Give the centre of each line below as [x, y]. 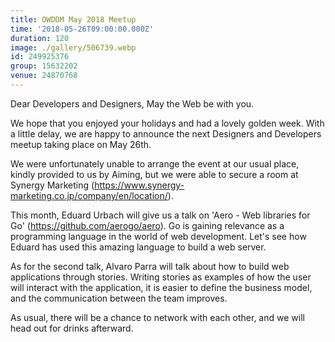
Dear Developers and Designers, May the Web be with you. [132, 103]
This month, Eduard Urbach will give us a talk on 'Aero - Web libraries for [160, 215]
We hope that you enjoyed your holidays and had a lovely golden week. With [167, 123]
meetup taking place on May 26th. [81, 144]
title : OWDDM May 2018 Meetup [73, 19]
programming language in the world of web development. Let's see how [158, 236]
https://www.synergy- [139, 185]
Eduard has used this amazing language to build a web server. [138, 247]
